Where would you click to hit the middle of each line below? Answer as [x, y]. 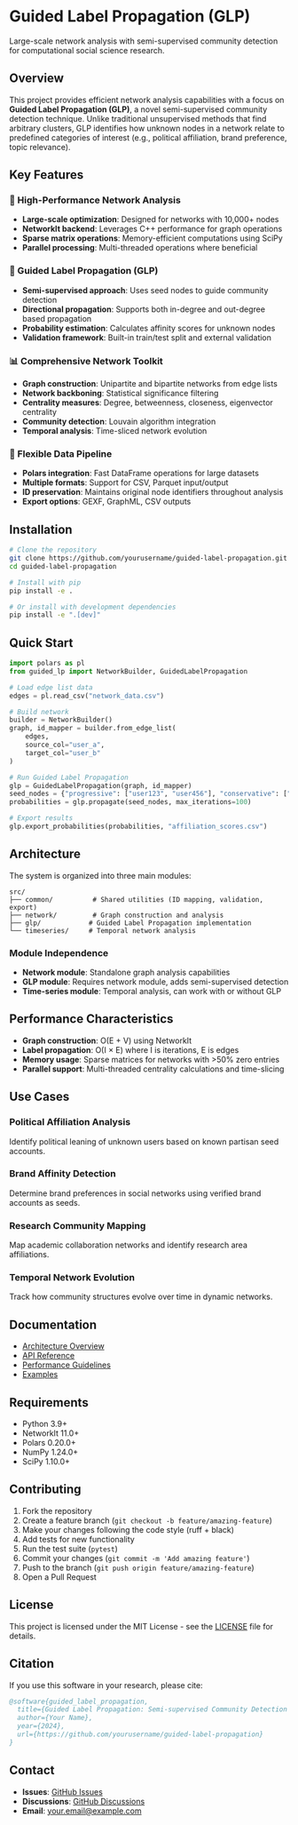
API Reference [48, 1356]
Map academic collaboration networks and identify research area [129, 1245]
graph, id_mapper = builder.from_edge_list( [93, 729]
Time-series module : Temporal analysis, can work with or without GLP [152, 992]
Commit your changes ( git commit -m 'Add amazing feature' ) [136, 1558]
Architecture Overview [63, 1346]
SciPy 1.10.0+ [46, 1462]
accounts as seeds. [45, 1202]
